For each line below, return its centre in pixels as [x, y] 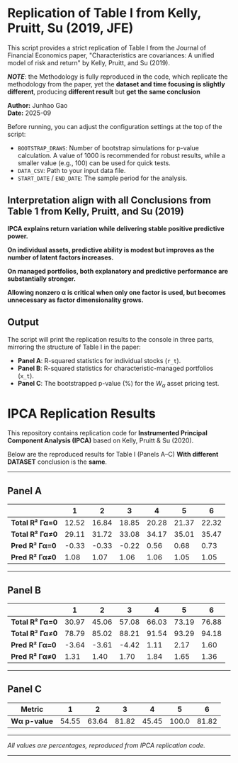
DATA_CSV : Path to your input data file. [72, 170]
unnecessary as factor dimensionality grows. [75, 300]
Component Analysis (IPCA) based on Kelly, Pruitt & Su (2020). [101, 440]
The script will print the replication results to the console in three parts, [111, 339]
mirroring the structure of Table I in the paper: [74, 347]
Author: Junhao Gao [38, 105]
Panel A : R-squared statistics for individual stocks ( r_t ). [99, 360]
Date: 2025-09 [29, 113]
